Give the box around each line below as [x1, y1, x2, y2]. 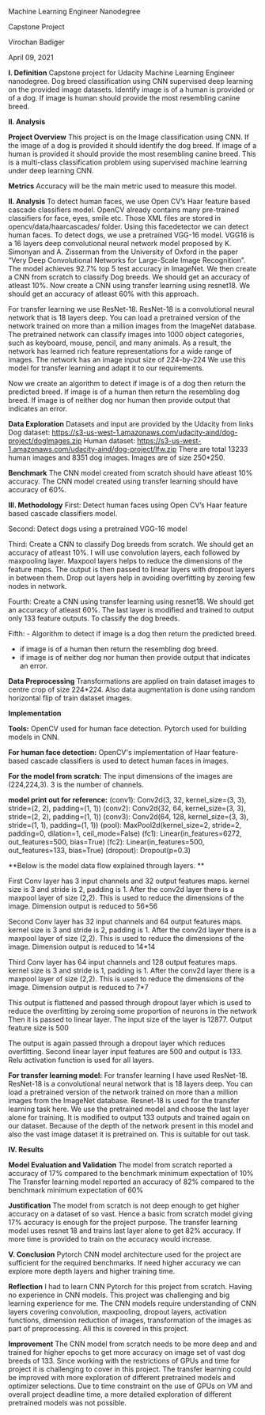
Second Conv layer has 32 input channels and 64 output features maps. [8, 917, 243, 926]
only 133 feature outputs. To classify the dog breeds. [8, 613, 180, 623]
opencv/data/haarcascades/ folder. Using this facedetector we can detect [8, 222, 249, 231]
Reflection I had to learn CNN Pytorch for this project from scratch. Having [8, 1282, 252, 1291]
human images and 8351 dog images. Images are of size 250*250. [8, 453, 225, 462]
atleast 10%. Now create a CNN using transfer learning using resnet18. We [8, 281, 251, 290]
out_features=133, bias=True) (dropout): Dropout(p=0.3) [8, 846, 191, 855]
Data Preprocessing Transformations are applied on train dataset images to [8, 677, 256, 685]
